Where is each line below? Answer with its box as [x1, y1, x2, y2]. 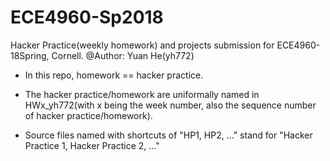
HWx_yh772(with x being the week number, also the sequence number [24, 99, 317, 111]
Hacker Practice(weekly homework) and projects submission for [10, 39, 275, 51]
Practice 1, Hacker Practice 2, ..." [24, 139, 160, 151]
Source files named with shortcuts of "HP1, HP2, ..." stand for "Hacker [24, 129, 313, 141]
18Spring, [10, 49, 50, 61]
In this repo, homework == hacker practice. [24, 69, 204, 81]
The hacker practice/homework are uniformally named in [24, 88, 260, 100]
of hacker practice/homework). [24, 109, 153, 121]
